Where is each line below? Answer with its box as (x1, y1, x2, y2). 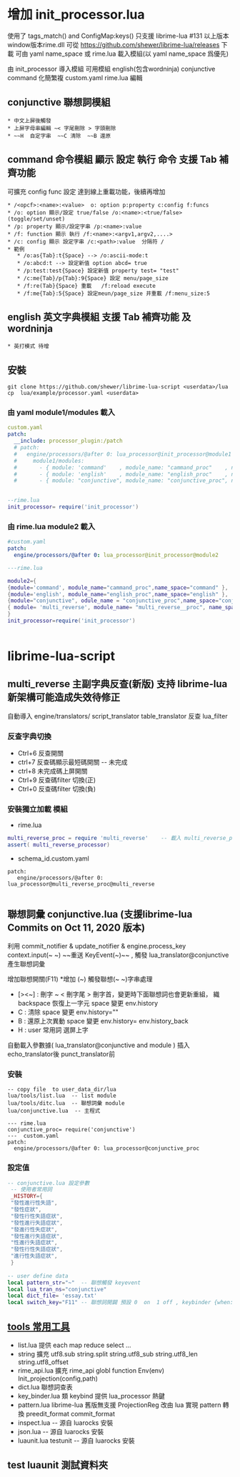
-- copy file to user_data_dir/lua (7, 1086, 116, 1093)
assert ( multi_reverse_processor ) (7, 841, 111, 848)
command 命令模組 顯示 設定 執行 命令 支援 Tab (7, 154, 217, 166)
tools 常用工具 (7, 1321, 70, 1333)
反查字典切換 (7, 731, 52, 741)
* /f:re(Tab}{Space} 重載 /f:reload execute (16, 282, 156, 289)
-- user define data (7, 1272, 69, 1279)
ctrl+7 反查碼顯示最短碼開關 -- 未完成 (17, 758, 128, 766)
